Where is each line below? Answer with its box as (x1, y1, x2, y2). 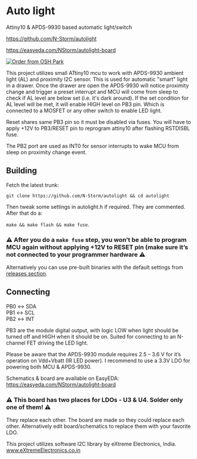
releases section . (6, 270, 48, 277)
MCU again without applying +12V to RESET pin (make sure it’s (6, 243, 188, 251)
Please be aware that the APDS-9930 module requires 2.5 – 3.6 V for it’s (6, 350, 181, 358)
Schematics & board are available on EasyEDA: (6, 375, 119, 382)
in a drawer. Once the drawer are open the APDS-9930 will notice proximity (6, 81, 189, 89)
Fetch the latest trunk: (6, 181, 59, 188)
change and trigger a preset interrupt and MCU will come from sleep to (6, 88, 178, 95)
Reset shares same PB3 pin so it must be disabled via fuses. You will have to (6, 118, 191, 125)
